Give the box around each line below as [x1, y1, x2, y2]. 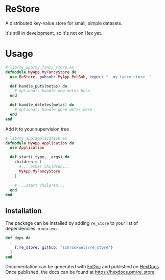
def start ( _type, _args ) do [10, 155, 70, 160]
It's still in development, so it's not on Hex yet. [5, 30, 102, 36]
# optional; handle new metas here [14, 88, 90, 94]
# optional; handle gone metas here [14, 107, 93, 112]
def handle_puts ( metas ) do [10, 83, 67, 89]
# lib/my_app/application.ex [5, 136, 67, 141]
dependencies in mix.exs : [5, 226, 59, 232]
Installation [5, 206, 42, 215]
